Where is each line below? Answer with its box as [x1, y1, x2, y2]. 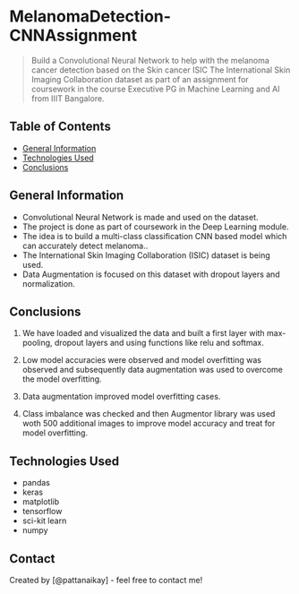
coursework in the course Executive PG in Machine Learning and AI [30, 83, 280, 94]
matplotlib [21, 496, 60, 507]
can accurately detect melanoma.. [21, 240, 149, 251]
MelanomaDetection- [9, 6, 172, 27]
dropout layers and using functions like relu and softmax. [54, 338, 264, 349]
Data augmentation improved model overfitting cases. [21, 392, 221, 402]
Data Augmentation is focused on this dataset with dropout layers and [21, 269, 280, 280]
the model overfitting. [21, 374, 102, 384]
